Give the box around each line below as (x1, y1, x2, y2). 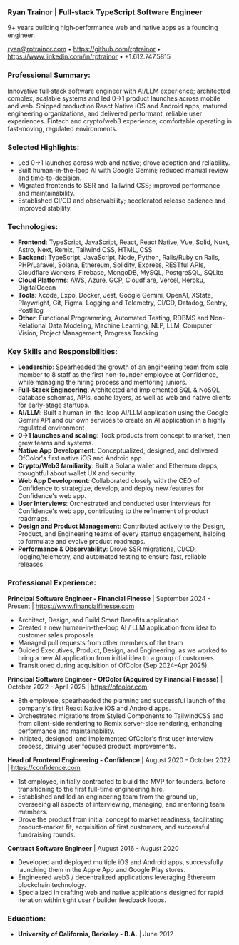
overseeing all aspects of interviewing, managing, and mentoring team (17, 799, 225, 808)
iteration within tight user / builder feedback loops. (17, 896, 166, 904)
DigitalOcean (17, 283, 56, 292)
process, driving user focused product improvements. (17, 742, 176, 750)
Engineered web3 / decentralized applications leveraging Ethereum (17, 873, 215, 881)
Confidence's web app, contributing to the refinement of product (17, 507, 209, 515)
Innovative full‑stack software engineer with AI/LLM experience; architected (7, 86, 230, 95)
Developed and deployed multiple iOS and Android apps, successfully (17, 857, 223, 866)
